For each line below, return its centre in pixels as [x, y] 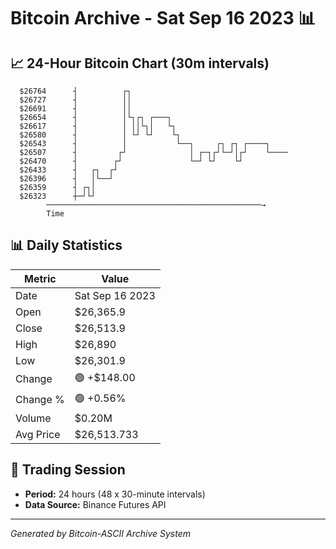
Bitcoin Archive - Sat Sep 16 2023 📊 [163, 18]
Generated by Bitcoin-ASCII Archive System [100, 533]
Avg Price [38, 434]
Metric [40, 278]
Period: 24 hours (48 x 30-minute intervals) [115, 494]
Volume [33, 418]
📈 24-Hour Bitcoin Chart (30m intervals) [140, 63]
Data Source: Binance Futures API [95, 504]
